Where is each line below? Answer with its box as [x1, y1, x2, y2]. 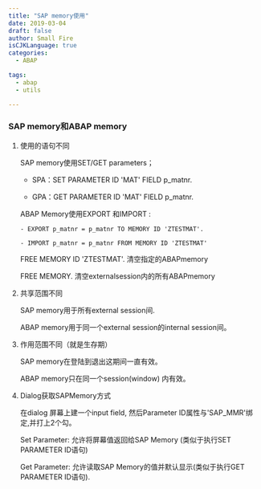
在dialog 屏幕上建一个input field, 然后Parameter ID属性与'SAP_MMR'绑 [19, 407, 253, 418]
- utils [15, 86, 42, 94]
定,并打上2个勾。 [19, 418, 76, 427]
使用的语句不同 [19, 141, 70, 150]
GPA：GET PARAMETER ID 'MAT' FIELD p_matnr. [31, 192, 194, 202]
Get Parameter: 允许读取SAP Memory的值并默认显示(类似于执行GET [19, 462, 245, 471]
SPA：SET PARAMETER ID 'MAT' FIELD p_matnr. [31, 174, 193, 185]
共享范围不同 [19, 288, 63, 298]
